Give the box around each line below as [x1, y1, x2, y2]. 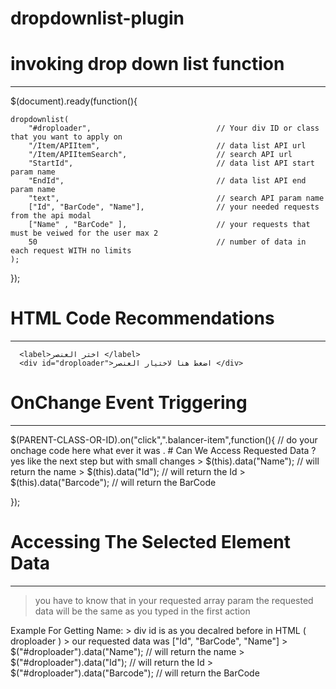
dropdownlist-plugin [10, 7, 185, 30]
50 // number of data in [28, 237, 307, 247]
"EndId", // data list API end [28, 176, 307, 186]
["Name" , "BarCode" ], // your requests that [28, 220, 311, 230]
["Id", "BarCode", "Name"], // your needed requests [28, 202, 320, 212]
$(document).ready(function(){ [10, 95, 138, 107]
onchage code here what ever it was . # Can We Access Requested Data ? [10, 445, 317, 456]
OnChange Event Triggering [10, 392, 248, 414]
